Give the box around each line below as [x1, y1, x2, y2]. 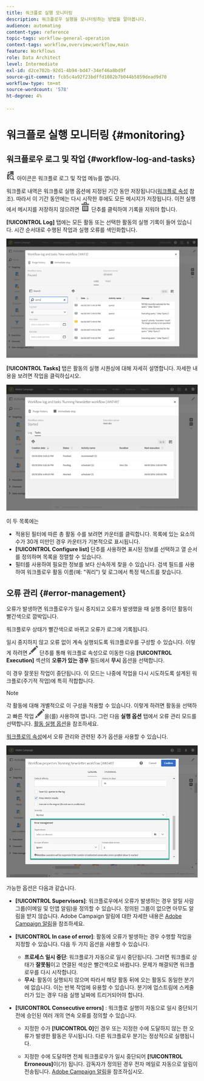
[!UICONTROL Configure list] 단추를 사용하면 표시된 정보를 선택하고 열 [15, 546, 186, 553]
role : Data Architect [6, 55, 61, 61]
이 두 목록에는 [6, 518, 39, 525]
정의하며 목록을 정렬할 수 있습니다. [21, 553, 103, 561]
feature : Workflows [6, 49, 56, 55]
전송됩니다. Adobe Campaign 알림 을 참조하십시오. [24, 1068, 144, 1075]
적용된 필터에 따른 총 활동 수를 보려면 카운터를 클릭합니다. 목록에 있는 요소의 [15, 530, 195, 538]
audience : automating [6, 22, 61, 29]
